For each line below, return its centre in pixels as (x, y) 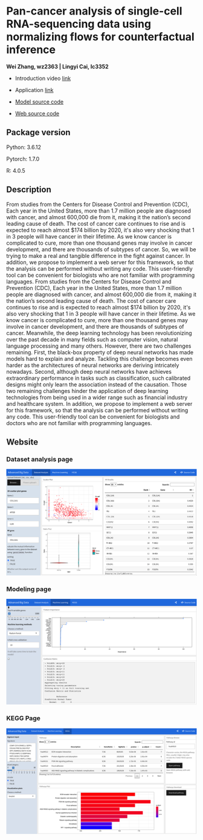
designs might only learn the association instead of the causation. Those (97, 384)
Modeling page (29, 589)
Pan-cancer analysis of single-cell (94, 11)
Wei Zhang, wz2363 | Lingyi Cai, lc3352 (57, 66)
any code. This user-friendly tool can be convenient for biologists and (93, 417)
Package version (38, 132)
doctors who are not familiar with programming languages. (79, 423)
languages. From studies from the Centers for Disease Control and (89, 281)
